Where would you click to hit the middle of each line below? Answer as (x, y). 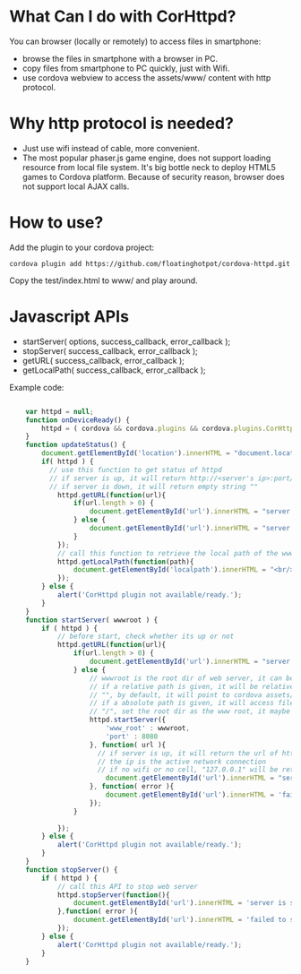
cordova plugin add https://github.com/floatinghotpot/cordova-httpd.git (150, 263)
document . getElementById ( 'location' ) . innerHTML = (136, 453)
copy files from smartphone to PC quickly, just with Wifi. (126, 68)
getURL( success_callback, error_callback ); (103, 360)
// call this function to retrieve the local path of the (168, 553)
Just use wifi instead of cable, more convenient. (111, 148)
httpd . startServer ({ (128, 720)
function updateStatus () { (76, 445)
